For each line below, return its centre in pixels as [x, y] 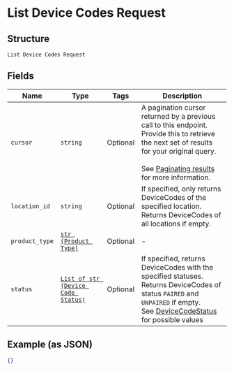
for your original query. [179, 151]
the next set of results [177, 143]
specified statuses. [172, 276]
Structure [29, 39]
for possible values [172, 319]
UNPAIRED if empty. [171, 302]
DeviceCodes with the [178, 267]
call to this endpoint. [174, 125]
